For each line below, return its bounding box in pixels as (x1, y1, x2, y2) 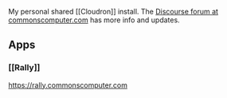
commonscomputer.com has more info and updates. (8, 15, 181, 25)
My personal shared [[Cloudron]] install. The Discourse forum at (8, 7, 219, 16)
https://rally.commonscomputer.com (8, 80, 127, 90)
